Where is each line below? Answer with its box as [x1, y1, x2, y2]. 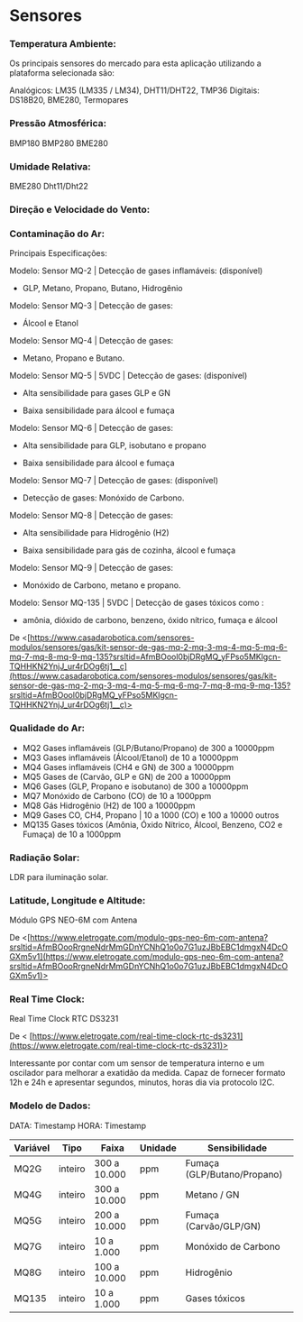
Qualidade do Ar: [9, 722, 86, 735]
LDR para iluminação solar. [9, 871, 109, 882]
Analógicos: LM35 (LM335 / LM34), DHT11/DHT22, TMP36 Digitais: [9, 85, 260, 96]
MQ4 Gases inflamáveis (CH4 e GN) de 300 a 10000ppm [22, 761, 234, 772]
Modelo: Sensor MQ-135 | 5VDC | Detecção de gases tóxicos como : [9, 597, 264, 609]
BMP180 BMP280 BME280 [9, 137, 108, 149]
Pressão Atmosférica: [9, 117, 107, 130]
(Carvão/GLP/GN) [185, 1219, 262, 1232]
